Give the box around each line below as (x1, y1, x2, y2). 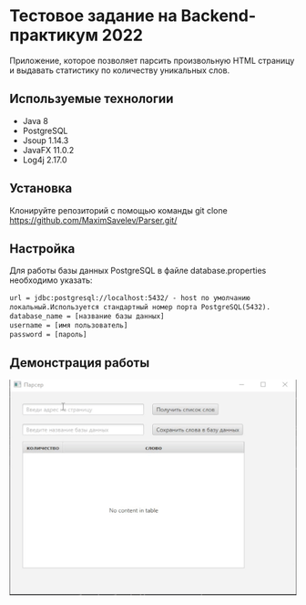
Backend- (180, 5, 257, 26)
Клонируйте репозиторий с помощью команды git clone (9, 204, 228, 215)
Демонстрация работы (9, 355, 150, 370)
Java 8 (22, 115, 48, 126)
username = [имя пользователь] (9, 321, 128, 330)
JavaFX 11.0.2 (22, 144, 75, 155)
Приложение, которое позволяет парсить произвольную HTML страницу (9, 55, 295, 66)
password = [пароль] (9, 330, 88, 339)
